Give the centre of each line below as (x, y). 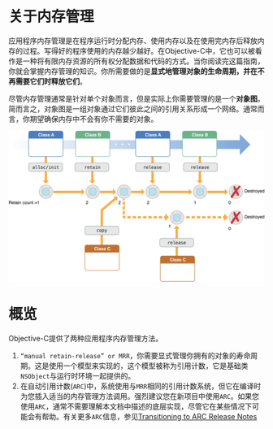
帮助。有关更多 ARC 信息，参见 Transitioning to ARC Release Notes (149, 417)
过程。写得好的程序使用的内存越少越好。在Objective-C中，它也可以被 (139, 50)
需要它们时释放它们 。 (51, 81)
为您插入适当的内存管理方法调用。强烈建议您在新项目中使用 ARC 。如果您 (140, 396)
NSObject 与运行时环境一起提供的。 (78, 376)
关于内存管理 (52, 17)
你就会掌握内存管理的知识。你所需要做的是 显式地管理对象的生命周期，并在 (133, 71)
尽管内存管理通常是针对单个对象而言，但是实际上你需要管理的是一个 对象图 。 (136, 98)
